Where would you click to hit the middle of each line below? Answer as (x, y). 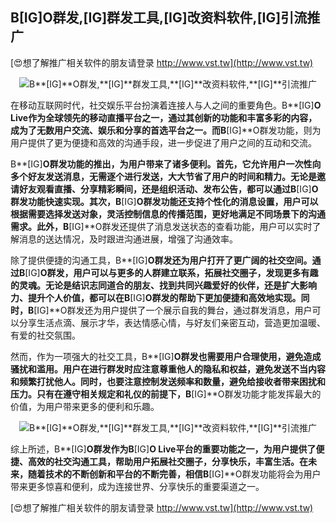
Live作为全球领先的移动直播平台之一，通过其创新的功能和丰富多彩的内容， (164, 117)
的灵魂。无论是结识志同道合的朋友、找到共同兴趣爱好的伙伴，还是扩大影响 (163, 285)
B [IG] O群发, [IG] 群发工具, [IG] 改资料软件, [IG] (146, 18)
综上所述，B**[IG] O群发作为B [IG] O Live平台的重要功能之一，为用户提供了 (163, 449)
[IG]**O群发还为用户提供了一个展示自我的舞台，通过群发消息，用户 (173, 310)
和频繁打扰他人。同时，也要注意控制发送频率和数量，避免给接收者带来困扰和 (168, 381)
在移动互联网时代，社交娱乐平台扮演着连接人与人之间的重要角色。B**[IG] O (166, 105)
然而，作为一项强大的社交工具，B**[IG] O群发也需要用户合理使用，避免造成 (166, 356)
